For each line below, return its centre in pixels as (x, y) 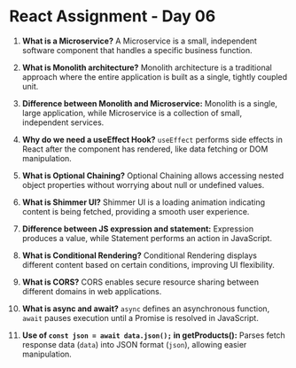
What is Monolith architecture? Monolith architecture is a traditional (147, 67)
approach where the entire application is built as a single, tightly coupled (155, 76)
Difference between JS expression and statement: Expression (138, 229)
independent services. (63, 122)
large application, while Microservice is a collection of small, (132, 113)
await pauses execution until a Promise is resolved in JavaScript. (140, 317)
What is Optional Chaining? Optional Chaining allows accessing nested (153, 176)
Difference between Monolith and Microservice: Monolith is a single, (149, 103)
